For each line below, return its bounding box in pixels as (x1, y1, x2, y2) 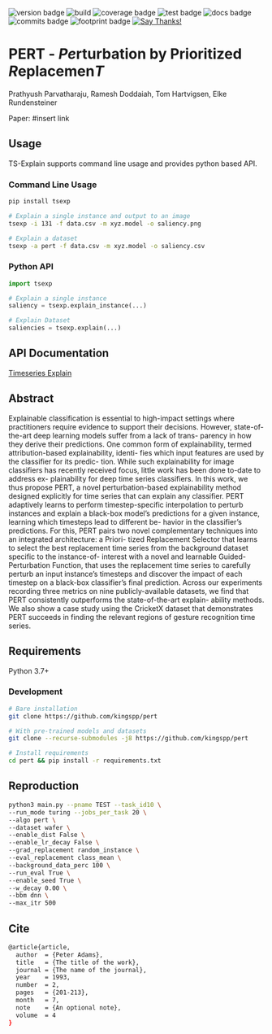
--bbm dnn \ (8, 892, 49, 900)
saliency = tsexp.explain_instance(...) (8, 302, 148, 310)
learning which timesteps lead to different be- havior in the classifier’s (8, 517, 242, 526)
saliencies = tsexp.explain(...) (8, 324, 122, 333)
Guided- (218, 552, 246, 561)
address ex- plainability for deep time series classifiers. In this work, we (8, 473, 248, 483)
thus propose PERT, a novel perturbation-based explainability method (8, 482, 242, 492)
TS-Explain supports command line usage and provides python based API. (8, 159, 257, 168)
